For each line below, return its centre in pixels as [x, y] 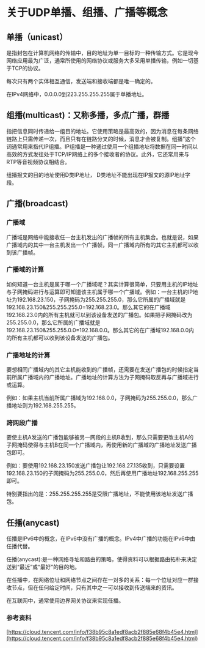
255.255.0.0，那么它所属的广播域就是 [53, 322]
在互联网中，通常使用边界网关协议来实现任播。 [65, 601]
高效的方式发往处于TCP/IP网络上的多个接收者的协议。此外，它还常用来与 [98, 154]
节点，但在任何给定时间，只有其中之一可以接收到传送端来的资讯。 [94, 587]
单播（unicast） [37, 37]
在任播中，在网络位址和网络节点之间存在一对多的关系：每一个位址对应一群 [100, 580]
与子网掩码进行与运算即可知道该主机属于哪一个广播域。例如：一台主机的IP [100, 292]
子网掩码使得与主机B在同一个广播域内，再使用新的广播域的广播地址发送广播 [102, 445]
